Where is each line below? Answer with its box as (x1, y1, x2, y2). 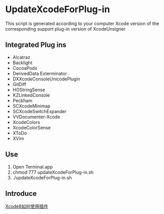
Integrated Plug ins (5, 41, 67, 49)
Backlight (12, 60, 32, 66)
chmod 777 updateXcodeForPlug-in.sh (12, 169, 94, 175)
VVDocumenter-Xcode (12, 114, 60, 120)
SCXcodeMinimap (12, 103, 51, 109)
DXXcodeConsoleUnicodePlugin (12, 75, 80, 82)
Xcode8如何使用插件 (5, 203, 48, 209)
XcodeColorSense (12, 124, 51, 130)
